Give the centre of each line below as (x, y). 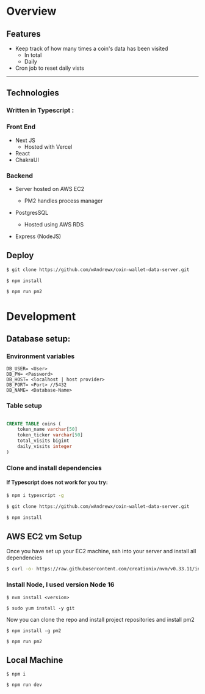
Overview (31, 11)
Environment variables (41, 356)
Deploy (20, 256)
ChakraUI (27, 160)
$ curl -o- (20, 569)
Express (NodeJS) (38, 236)
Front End (21, 127)
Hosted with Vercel (48, 147)
